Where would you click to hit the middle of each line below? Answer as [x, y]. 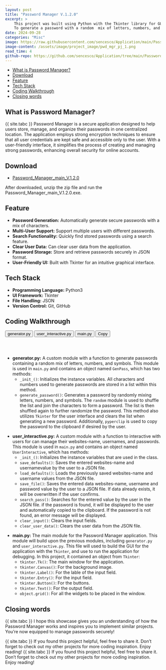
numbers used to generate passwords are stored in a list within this [88, 385]
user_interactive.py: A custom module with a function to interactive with [86, 436]
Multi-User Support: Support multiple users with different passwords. [83, 231]
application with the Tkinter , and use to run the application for [76, 551]
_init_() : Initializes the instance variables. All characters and [82, 379]
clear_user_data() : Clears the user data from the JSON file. [81, 526]
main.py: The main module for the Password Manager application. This [85, 536]
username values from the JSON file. [57, 478]
